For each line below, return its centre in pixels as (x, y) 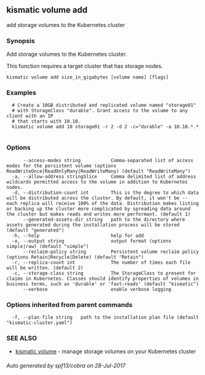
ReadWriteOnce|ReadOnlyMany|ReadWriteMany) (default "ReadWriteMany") (99, 171)
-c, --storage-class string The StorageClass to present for (104, 273)
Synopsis (21, 41)
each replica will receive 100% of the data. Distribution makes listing (103, 203)
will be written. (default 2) (45, 268)
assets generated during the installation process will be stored (93, 225)
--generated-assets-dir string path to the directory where (104, 219)
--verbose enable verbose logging (97, 289)
